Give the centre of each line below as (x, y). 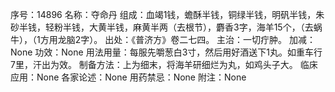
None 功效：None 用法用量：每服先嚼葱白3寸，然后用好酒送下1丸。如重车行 (166, 52)
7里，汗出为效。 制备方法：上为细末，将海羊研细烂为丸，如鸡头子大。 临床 (164, 64)
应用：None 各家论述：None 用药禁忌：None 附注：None (128, 77)
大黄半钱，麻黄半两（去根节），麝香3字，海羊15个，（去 (201, 27)
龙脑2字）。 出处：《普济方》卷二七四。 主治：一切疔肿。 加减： (187, 39)
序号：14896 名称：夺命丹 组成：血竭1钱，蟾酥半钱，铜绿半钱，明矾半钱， (163, 14)
